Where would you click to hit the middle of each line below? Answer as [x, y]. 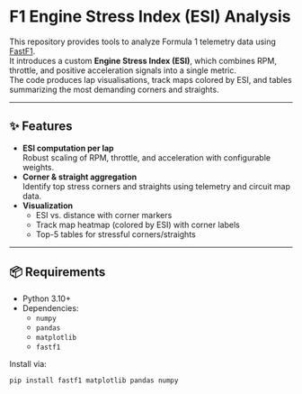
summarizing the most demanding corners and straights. [114, 89]
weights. [38, 167]
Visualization [48, 206]
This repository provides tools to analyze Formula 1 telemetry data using [143, 41]
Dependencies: [50, 307]
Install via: [28, 363]
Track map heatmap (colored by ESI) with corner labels [138, 224]
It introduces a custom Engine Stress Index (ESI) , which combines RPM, [143, 60]
